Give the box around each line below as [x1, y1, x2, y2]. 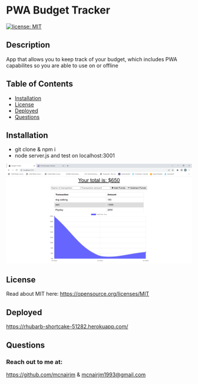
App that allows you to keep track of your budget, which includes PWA [6, 55, 178, 62]
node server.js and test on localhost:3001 [14, 152, 115, 159]
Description [6, 40, 50, 50]
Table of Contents [6, 79, 74, 89]
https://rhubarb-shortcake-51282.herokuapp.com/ [6, 323, 128, 330]
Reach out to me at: [6, 358, 63, 366]
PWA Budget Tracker [6, 4, 111, 17]
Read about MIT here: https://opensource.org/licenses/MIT [6, 290, 150, 298]
